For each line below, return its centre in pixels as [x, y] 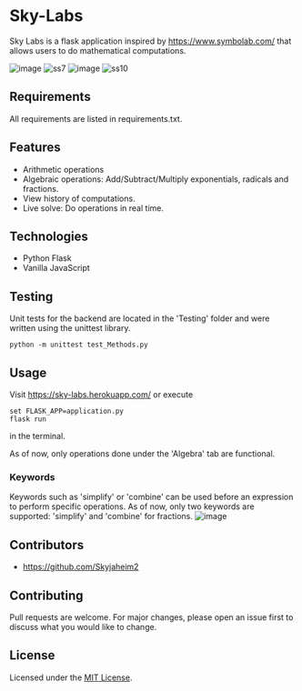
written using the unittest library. [70, 328]
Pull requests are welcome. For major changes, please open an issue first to [151, 617]
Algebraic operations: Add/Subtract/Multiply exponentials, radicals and [156, 179]
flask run [28, 419]
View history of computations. [79, 198]
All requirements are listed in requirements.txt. [96, 118]
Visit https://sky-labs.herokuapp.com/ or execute [101, 395]
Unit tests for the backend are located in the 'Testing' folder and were [140, 318]
